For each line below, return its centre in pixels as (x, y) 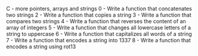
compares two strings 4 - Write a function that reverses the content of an (96, 21)
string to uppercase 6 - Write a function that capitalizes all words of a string (99, 34)
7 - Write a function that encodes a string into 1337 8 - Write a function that (98, 40)
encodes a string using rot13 (41, 46)
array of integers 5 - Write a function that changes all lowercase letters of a (99, 27)
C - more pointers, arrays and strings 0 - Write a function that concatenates (99, 9)
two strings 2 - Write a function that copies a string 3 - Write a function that (99, 15)
